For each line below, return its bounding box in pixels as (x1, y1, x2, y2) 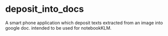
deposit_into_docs (5, 3, 84, 15)
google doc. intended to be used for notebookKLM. (5, 25, 112, 31)
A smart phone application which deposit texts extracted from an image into (5, 20, 163, 26)
